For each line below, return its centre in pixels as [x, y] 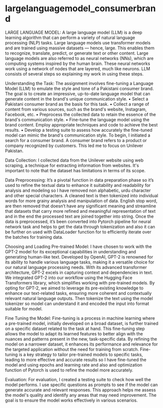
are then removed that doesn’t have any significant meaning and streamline [81, 206]
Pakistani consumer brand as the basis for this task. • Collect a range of [77, 104]
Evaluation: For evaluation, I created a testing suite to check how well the [78, 379]
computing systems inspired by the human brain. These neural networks [78, 63]
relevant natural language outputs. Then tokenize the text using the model [79, 298]
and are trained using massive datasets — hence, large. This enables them [80, 48]
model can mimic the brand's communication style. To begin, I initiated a [78, 135]
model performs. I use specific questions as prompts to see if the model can [81, 385]
